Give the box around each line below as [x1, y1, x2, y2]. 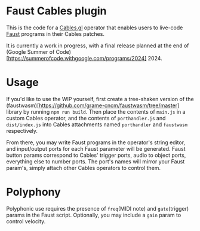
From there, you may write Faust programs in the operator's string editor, [6, 139, 186, 146]
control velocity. [6, 217, 46, 225]
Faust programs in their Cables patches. [6, 30, 104, 37]
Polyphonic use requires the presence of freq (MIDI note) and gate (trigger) [6, 205, 189, 212]
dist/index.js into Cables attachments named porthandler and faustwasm [6, 121, 188, 128]
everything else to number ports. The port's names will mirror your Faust [6, 157, 185, 165]
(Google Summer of [6, 48, 55, 55]
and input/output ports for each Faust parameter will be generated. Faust [6, 145, 186, 152]
